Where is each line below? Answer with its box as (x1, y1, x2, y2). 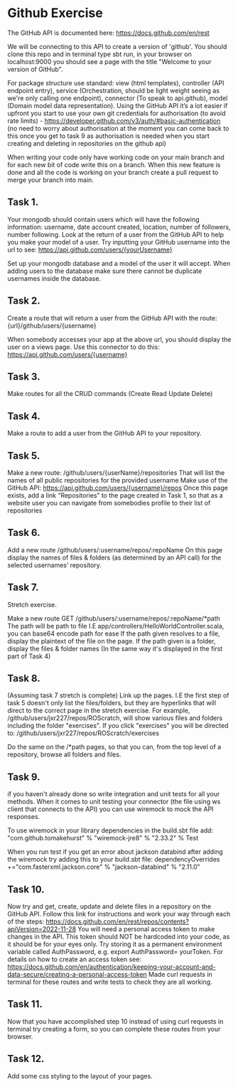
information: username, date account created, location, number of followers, (7, 223, 231, 231)
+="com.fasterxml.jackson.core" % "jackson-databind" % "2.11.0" (7, 862, 200, 872)
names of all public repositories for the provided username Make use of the (7, 476, 228, 484)
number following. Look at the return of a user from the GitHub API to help (7, 230, 225, 239)
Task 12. (7, 1053, 45, 1065)
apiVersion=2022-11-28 (7, 925, 77, 933)
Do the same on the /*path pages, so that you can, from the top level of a (7, 743, 222, 751)
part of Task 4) (7, 652, 51, 660)
